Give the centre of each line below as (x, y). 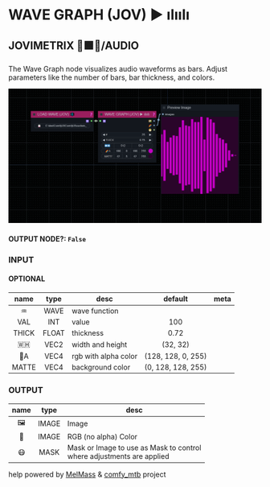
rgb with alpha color (105, 356)
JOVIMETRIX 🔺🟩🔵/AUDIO (74, 45)
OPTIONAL (27, 279)
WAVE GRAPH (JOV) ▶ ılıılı (99, 15)
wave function (95, 311)
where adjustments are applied (118, 456)
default (176, 299)
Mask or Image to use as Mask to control (134, 448)
